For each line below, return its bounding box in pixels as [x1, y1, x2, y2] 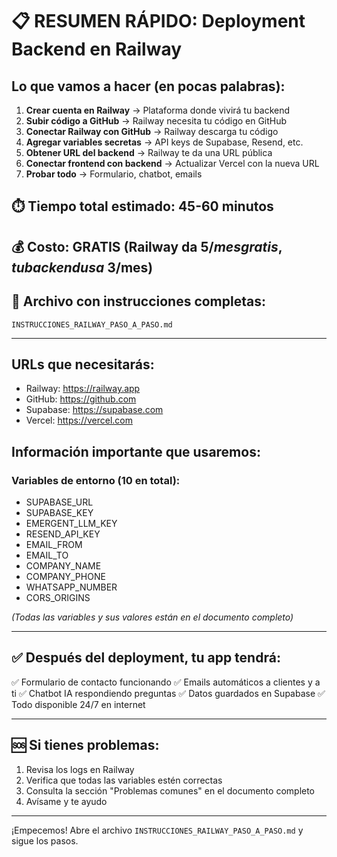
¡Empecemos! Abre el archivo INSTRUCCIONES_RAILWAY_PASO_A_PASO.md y [11, 824, 304, 836]
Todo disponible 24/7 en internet [11, 698, 146, 710]
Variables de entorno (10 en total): [11, 473, 181, 487]
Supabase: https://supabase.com [25, 404, 164, 416]
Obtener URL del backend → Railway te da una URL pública [25, 147, 273, 158]
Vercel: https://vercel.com [25, 414, 134, 427]
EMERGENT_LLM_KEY [25, 518, 118, 530]
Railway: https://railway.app [25, 383, 141, 395]
